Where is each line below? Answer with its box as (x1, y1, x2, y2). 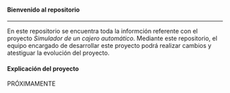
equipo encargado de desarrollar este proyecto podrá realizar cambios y (7, 42, 212, 50)
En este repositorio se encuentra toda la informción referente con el (7, 27, 199, 36)
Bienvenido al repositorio (7, 5, 80, 14)
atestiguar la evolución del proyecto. (7, 49, 110, 57)
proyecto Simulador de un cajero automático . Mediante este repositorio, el (7, 34, 218, 42)
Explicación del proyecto (7, 64, 79, 72)
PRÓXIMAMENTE (7, 79, 56, 88)
